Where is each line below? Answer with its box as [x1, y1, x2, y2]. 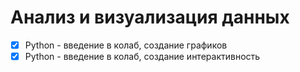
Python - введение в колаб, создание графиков [24, 39, 228, 51]
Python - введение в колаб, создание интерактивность [24, 51, 261, 62]
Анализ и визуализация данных [10, 6, 290, 29]
